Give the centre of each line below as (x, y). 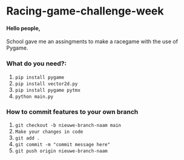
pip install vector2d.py (46, 84)
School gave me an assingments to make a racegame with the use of (92, 42)
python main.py (34, 97)
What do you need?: (36, 63)
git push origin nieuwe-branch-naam (61, 151)
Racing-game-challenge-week (85, 11)
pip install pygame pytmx (48, 90)
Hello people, (23, 28)
